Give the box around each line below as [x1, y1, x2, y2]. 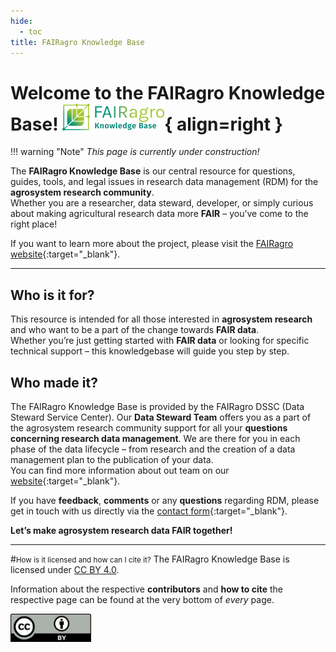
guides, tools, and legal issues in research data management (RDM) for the [10, 176, 319, 188]
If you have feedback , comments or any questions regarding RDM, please [10, 494, 320, 506]
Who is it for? [10, 286, 95, 304]
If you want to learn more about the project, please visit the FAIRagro [10, 238, 294, 250]
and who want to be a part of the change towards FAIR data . [10, 324, 260, 336]
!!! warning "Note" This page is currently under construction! [10, 146, 260, 158]
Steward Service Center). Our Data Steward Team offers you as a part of [10, 411, 312, 423]
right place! [10, 218, 58, 230]
